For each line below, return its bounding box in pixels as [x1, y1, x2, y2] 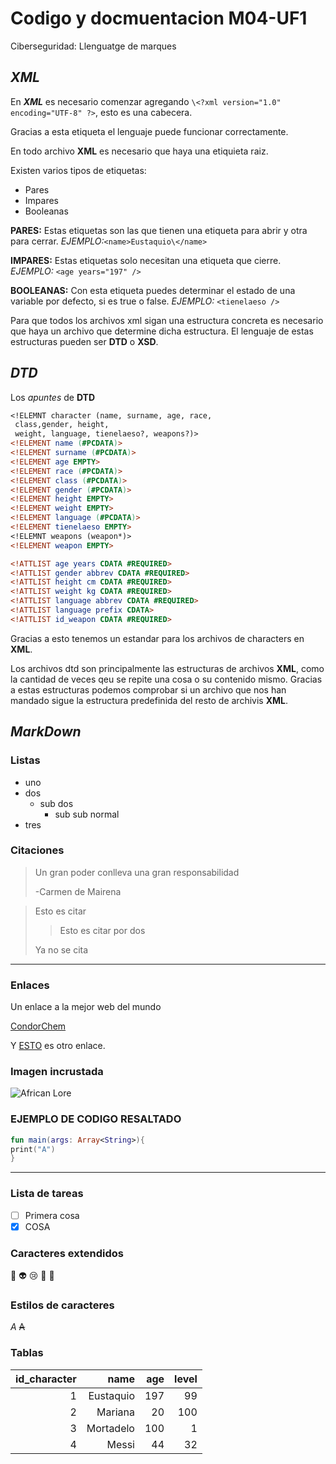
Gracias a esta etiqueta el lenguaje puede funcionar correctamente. [10, 125, 289, 137]
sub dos [39, 797, 74, 809]
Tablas [10, 1346, 44, 1360]
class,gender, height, [14, 420, 110, 430]
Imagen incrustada [10, 1065, 104, 1079]
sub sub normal [54, 808, 120, 820]
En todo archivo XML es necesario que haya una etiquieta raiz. [10, 145, 269, 157]
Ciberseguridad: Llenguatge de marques [10, 40, 177, 52]
